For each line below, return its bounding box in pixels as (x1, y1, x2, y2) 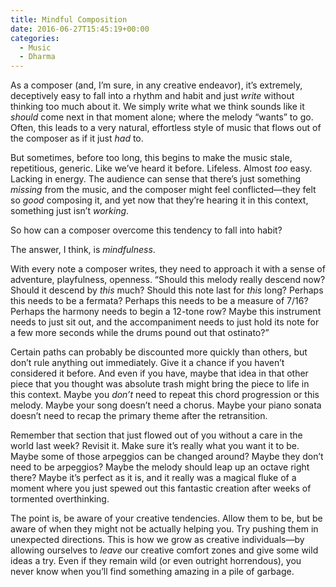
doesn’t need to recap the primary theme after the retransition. (10, 410, 268, 422)
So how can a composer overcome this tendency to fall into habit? (10, 224, 283, 236)
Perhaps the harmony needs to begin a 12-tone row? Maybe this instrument (10, 306, 322, 318)
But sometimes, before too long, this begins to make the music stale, (10, 152, 293, 164)
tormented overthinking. (10, 493, 110, 505)
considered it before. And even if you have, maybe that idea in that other (10, 367, 309, 380)
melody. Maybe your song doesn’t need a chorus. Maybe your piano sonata (10, 399, 322, 411)
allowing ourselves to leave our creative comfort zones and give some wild (10, 544, 319, 556)
